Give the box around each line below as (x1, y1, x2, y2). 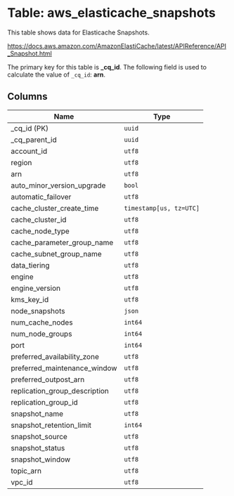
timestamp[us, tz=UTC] (124, 204, 200, 212)
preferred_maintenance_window (11, 363, 117, 373)
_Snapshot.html (7, 49, 53, 58)
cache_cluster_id (11, 214, 67, 224)
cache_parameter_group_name (11, 237, 114, 247)
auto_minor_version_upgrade (11, 181, 106, 190)
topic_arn (11, 466, 42, 476)
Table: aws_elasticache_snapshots (7, 5, 216, 21)
